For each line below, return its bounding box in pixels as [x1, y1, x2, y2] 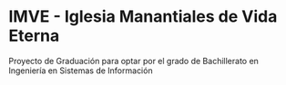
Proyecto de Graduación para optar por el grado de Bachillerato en [8, 55, 259, 66]
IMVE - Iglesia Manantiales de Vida [8, 6, 278, 27]
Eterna [8, 25, 60, 46]
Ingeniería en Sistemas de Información [8, 65, 153, 76]
